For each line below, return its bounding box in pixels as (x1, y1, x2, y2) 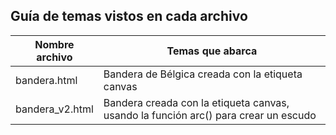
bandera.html (15, 73, 78, 87)
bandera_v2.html (15, 102, 94, 116)
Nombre (34, 37, 75, 51)
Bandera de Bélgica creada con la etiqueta (103, 67, 303, 81)
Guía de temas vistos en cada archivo (10, 8, 248, 25)
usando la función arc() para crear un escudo (103, 108, 317, 122)
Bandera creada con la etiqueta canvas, (103, 95, 290, 109)
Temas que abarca (166, 44, 258, 58)
